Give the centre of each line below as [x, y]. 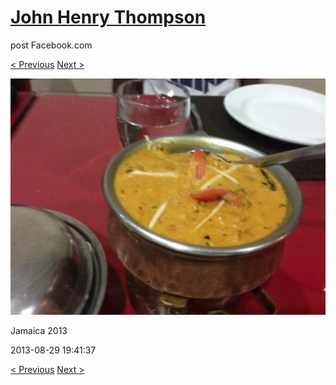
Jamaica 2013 [39, 330]
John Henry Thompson [108, 17]
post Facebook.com [51, 45]
